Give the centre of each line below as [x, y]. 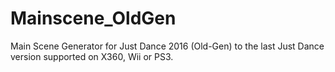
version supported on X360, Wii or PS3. [92, 56]
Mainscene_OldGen [93, 18]
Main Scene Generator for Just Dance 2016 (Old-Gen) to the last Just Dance [167, 46]
